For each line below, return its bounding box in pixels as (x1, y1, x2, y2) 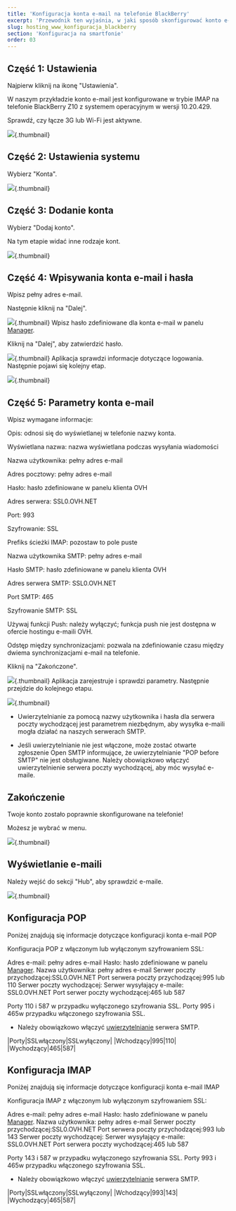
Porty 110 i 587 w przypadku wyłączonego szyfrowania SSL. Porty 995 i (7, 1001, 215, 1010)
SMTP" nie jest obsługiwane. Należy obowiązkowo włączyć (17, 756, 190, 765)
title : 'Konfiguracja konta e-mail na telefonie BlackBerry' (7, 10, 190, 18)
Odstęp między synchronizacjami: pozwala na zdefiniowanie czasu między (7, 641, 224, 650)
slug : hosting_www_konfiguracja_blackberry (7, 23, 137, 30)
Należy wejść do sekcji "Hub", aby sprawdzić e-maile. (7, 877, 164, 886)
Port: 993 (7, 511, 35, 520)
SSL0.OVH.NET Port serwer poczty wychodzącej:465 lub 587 (7, 988, 185, 996)
